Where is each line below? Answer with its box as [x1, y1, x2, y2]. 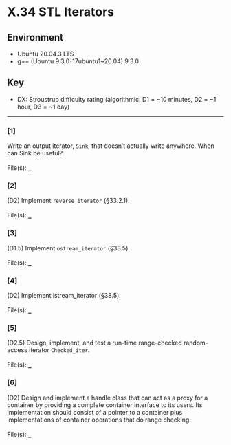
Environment [7, 32, 64, 43]
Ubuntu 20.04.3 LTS [16, 50, 74, 58]
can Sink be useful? [7, 149, 63, 158]
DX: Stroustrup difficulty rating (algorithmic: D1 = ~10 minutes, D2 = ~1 [16, 95, 217, 103]
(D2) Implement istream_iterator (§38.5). [7, 292, 122, 299]
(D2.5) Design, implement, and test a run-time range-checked [7, 338, 182, 347]
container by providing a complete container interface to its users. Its [7, 400, 203, 409]
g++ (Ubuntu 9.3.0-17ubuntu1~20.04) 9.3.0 [16, 57, 140, 65]
